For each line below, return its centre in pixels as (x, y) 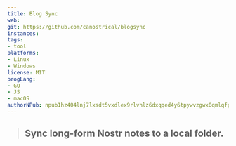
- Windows (22, 66)
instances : (23, 33)
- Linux (19, 60)
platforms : (23, 53)
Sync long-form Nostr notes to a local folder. (124, 134)
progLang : (22, 79)
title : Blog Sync (33, 14)
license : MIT (26, 72)
